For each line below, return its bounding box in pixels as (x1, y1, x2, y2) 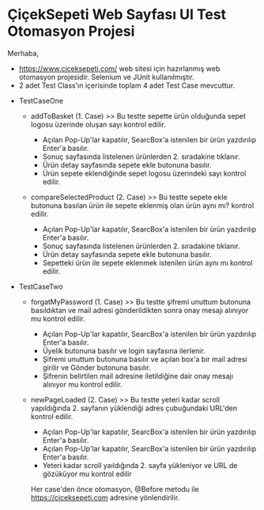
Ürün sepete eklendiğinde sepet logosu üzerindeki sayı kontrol (42, 168, 247, 178)
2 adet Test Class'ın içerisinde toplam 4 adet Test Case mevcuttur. (18, 81, 235, 90)
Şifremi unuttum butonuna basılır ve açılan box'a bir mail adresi (42, 354, 247, 364)
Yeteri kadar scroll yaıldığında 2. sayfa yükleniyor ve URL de (42, 460, 238, 470)
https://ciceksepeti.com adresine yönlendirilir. (30, 493, 180, 502)
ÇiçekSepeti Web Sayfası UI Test (7, 6, 227, 24)
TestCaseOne (18, 96, 64, 105)
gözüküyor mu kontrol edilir (42, 469, 132, 478)
